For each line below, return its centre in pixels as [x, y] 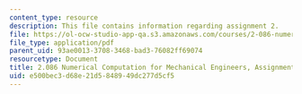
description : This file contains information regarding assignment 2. [144, 26]
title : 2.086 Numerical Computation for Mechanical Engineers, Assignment [152, 68]
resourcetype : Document [54, 59]
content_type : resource [54, 17]
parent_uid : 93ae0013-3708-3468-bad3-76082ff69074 [106, 51]
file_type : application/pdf [62, 43]
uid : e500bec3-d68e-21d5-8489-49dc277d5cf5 [92, 76]
